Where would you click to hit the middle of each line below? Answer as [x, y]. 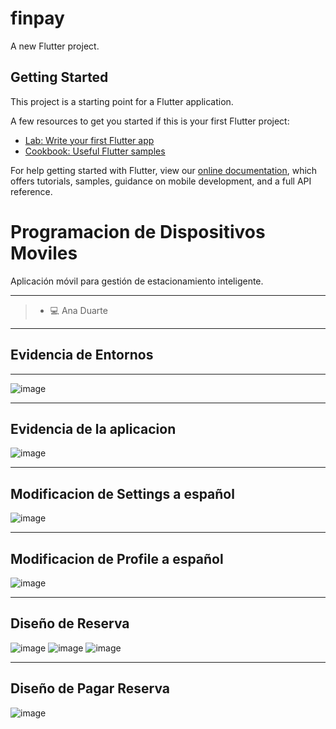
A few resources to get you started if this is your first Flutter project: [150, 121]
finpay [37, 18]
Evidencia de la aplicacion [93, 428]
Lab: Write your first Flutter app [89, 140]
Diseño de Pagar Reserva [90, 688]
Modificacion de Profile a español [117, 558]
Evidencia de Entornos [82, 355]
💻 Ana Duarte [78, 310]
